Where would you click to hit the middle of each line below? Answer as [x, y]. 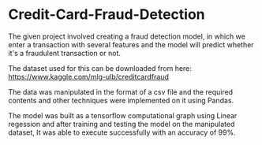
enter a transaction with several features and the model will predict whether [131, 44]
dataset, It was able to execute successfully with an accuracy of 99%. [122, 132]
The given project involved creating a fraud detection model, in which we [127, 36]
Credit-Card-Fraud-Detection [107, 15]
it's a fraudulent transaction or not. [64, 53]
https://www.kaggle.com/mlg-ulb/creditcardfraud [89, 76]
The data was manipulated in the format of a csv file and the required [121, 91]
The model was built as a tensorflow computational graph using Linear [123, 115]
